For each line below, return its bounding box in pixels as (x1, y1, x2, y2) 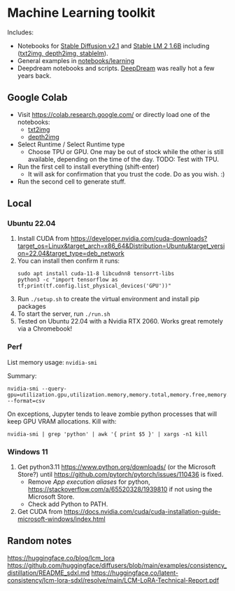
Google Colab (7, 92, 68, 104)
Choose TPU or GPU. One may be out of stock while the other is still (27, 147, 224, 155)
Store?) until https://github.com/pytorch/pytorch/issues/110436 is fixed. (17, 471, 224, 479)
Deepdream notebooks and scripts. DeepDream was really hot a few (17, 64, 215, 72)
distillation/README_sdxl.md (7, 569, 90, 577)
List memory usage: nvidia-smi (7, 358, 98, 366)
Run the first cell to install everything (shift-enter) (17, 162, 159, 171)
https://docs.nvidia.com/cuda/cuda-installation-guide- (64, 508, 222, 516)
